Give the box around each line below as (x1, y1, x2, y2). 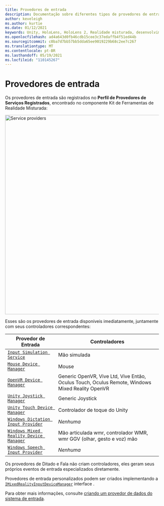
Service (7, 354, 25, 360)
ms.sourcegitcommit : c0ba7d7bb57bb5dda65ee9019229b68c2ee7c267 (5, 39, 137, 44)
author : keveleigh (5, 16, 42, 21)
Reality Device (7, 433, 43, 439)
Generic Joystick (58, 395, 97, 402)
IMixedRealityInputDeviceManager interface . (5, 481, 95, 487)
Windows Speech (7, 445, 43, 451)
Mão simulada (58, 351, 90, 358)
